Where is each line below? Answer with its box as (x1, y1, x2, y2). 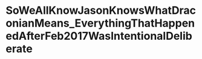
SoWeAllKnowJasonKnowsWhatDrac (5, 4, 197, 17)
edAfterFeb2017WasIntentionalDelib (5, 29, 193, 43)
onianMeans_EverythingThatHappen (5, 16, 195, 30)
